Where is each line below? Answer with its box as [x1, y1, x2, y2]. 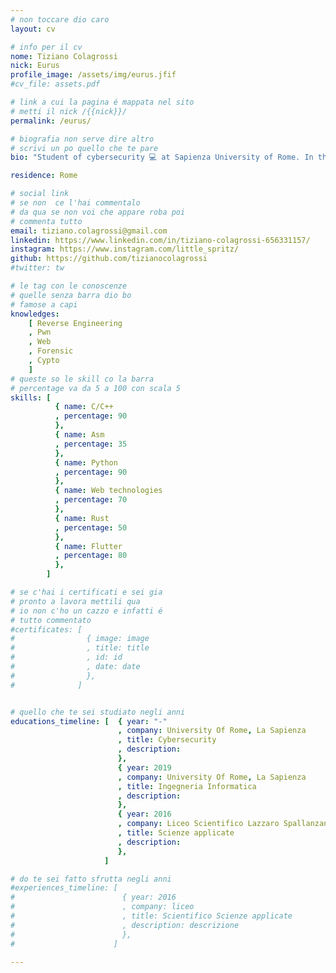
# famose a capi [10, 299, 78, 310]
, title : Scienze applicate [117, 828, 235, 838]
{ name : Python [54, 457, 118, 468]
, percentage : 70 [54, 495, 128, 505]
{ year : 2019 [117, 762, 172, 773]
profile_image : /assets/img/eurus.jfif [10, 70, 177, 80]
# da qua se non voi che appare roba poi [10, 207, 186, 217]
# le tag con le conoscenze [10, 281, 128, 291]
